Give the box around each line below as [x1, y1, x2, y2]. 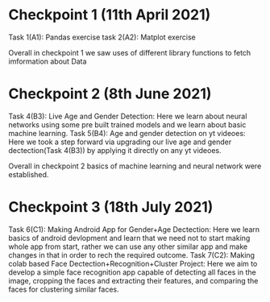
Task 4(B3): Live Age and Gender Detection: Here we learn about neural [8, 111, 247, 121]
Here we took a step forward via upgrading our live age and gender [8, 137, 232, 147]
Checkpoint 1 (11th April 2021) [8, 6, 211, 24]
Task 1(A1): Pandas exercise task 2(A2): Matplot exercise [8, 32, 196, 42]
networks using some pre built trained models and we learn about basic [8, 119, 247, 130]
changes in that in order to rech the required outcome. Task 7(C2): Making [8, 250, 255, 259]
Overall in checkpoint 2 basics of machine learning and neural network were [8, 161, 262, 171]
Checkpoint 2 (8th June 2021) [8, 85, 212, 103]
